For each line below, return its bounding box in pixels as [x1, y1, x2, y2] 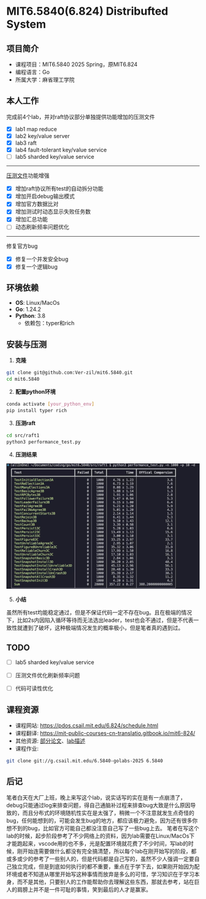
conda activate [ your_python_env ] [6, 401, 95, 407]
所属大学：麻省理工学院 [15, 76, 75, 83]
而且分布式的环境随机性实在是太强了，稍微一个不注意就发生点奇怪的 [22, 809, 194, 816]
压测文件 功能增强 [6, 172, 50, 179]
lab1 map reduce [15, 125, 57, 132]
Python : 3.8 [15, 312, 46, 319]
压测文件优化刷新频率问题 [15, 671, 80, 679]
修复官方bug [6, 242, 38, 250]
